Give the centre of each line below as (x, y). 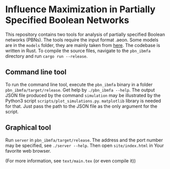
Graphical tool (28, 128)
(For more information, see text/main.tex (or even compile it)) (71, 161)
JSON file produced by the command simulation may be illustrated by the (83, 95)
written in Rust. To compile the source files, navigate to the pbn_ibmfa (78, 51)
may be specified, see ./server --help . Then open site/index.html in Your (85, 145)
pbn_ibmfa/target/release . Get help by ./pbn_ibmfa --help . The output (80, 90)
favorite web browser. (28, 151)
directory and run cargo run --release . (46, 56)
